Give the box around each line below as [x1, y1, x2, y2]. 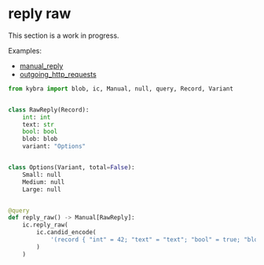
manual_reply [19, 61, 64, 71]
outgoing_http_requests [19, 69, 97, 79]
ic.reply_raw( [22, 221, 68, 229]
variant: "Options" [22, 142, 86, 150]
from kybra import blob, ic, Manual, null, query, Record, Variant [8, 84, 234, 93]
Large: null [22, 186, 61, 193]
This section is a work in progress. [8, 31, 119, 40]
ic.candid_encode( [36, 229, 97, 237]
